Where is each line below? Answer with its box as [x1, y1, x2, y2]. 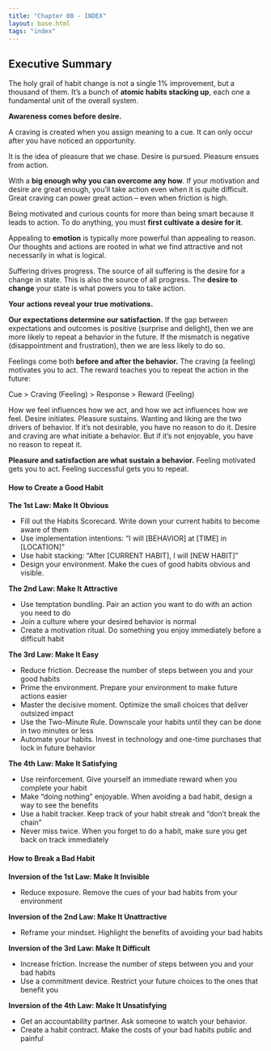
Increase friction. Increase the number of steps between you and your [19, 958, 254, 968]
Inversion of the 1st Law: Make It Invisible [8, 872, 150, 881]
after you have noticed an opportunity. [8, 136, 136, 146]
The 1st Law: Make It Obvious [8, 501, 109, 510]
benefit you [19, 984, 59, 994]
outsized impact [19, 709, 74, 718]
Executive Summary [8, 57, 112, 71]
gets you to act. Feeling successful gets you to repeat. [8, 464, 189, 474]
